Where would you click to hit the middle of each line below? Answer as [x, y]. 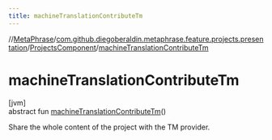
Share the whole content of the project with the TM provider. [109, 127]
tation [18, 47]
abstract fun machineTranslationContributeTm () [87, 111]
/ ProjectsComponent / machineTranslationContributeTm [118, 47]
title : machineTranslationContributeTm [76, 16]
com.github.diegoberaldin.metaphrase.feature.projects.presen [160, 39]
